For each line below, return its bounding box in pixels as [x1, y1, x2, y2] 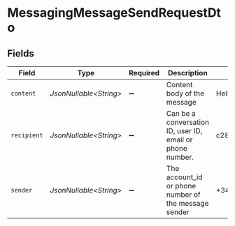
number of [166, 190, 201, 199]
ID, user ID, [166, 126, 203, 135]
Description [167, 68, 208, 77]
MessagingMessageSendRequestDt [7, 5, 222, 21]
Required [128, 68, 159, 77]
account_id [166, 172, 203, 182]
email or [166, 135, 193, 144]
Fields [7, 47, 35, 59]
